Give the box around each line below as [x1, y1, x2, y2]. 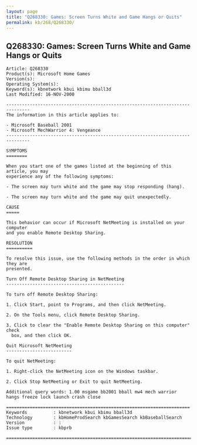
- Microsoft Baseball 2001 [6, 123, 72, 128]
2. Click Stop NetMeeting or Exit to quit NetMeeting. [6, 379, 143, 385]
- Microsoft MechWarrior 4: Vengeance [6, 127, 101, 134]
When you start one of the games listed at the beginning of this [6, 164, 172, 169]
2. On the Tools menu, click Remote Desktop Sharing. [6, 312, 141, 318]
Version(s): [6, 76, 35, 82]
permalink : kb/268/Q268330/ [6, 19, 75, 25]
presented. [6, 266, 33, 272]
